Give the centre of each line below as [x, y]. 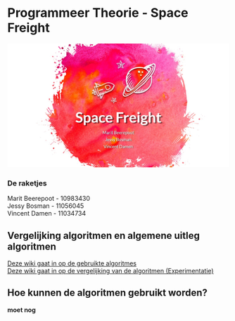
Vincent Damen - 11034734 [47, 214]
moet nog [22, 310]
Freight [29, 28]
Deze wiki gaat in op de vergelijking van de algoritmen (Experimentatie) [110, 271]
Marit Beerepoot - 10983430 [49, 199]
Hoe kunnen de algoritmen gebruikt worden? [107, 293]
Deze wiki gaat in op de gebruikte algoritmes [72, 263]
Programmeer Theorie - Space [98, 13]
